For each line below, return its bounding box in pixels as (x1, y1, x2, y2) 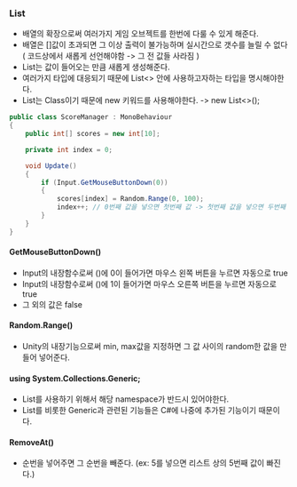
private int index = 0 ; (25, 145, 113, 154)
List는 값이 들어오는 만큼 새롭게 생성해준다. (21, 61, 170, 73)
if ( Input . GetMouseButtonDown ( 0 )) (41, 178, 168, 187)
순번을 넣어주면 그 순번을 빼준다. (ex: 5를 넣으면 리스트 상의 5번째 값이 (21, 458, 265, 468)
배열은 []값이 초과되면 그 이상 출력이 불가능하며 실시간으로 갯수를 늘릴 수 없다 (21, 39, 288, 51)
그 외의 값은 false (21, 299, 82, 309)
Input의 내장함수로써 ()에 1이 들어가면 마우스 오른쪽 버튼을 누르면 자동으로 (21, 278, 277, 289)
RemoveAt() (9, 436, 55, 447)
